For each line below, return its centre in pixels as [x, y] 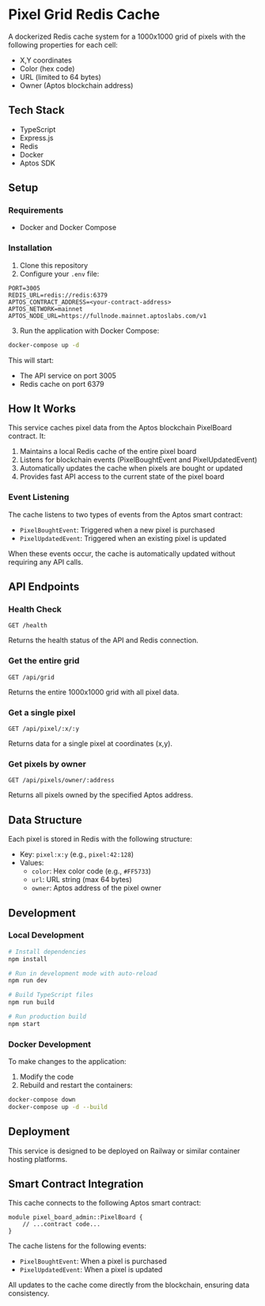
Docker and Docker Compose [68, 228]
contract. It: [27, 436]
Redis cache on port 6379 [62, 384]
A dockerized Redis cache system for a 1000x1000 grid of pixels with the [127, 36]
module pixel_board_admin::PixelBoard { [76, 1217]
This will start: [31, 360]
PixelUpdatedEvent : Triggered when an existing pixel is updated [123, 538]
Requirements [36, 210]
